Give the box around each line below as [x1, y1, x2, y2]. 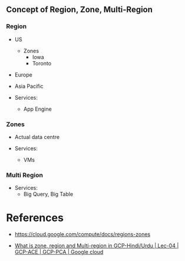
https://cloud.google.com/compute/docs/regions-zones [14, 231, 151, 238]
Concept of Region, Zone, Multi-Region [6, 5, 153, 15]
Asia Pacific [14, 82, 44, 90]
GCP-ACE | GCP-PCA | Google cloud [14, 249, 104, 256]
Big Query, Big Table [23, 191, 74, 198]
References [6, 212, 64, 224]
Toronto [32, 60, 52, 67]
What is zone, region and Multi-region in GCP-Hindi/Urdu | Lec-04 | [14, 242, 179, 249]
